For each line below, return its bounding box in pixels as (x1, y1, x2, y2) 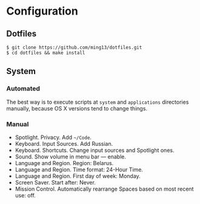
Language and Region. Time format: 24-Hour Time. (15, 166, 144, 173)
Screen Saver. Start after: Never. (15, 178, 96, 186)
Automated (6, 84, 41, 93)
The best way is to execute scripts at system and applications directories (6, 98, 189, 106)
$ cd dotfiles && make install (6, 50, 85, 56)
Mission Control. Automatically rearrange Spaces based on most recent (15, 185, 194, 192)
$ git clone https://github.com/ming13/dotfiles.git (6, 44, 142, 50)
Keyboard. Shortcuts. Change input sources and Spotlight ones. (15, 146, 175, 154)
